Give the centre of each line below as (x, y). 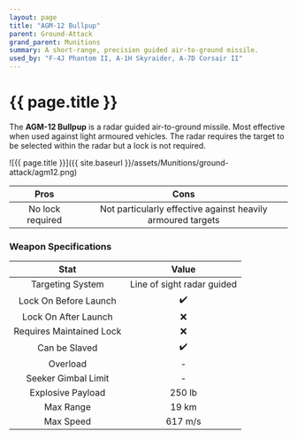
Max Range (67, 407)
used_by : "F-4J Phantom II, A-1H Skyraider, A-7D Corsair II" (126, 58)
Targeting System (67, 284)
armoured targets (183, 219)
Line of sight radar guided (183, 284)
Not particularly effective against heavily (184, 209)
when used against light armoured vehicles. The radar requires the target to (147, 136)
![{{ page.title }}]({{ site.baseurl (66, 162)
